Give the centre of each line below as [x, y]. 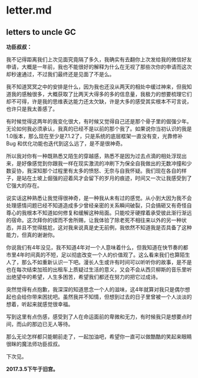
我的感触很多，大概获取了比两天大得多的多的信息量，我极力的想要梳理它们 [101, 94]
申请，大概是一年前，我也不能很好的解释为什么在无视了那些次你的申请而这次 [99, 67]
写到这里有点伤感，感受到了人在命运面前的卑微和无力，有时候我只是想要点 [96, 317]
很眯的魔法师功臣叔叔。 [34, 344]
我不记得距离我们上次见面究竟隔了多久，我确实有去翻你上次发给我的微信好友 [99, 59]
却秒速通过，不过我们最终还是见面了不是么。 [60, 74]
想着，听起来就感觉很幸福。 [40, 304]
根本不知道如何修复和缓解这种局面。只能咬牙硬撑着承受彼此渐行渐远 [109, 213]
